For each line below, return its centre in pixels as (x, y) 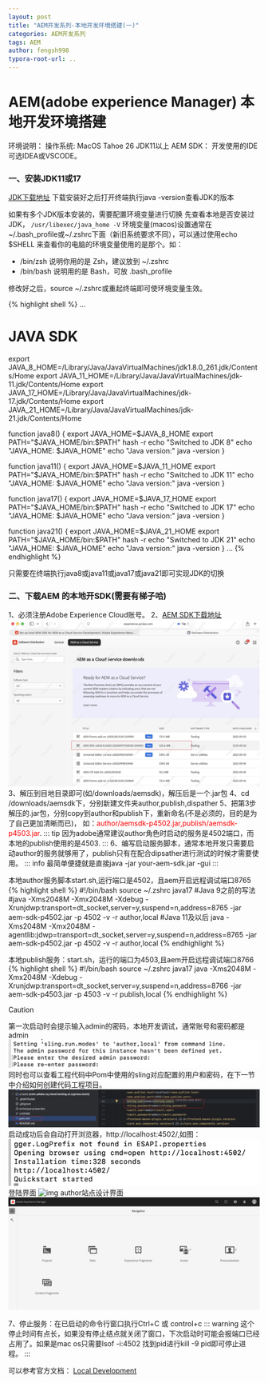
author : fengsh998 (39, 51)
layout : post (30, 17)
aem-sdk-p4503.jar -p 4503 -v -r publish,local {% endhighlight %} (118, 994)
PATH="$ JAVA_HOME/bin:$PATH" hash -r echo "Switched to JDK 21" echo (132, 540)
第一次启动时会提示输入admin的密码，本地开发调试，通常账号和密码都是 (127, 1026)
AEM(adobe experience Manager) (123, 102)
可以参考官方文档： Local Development (73, 1371)
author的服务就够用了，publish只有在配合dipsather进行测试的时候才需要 (134, 853)
